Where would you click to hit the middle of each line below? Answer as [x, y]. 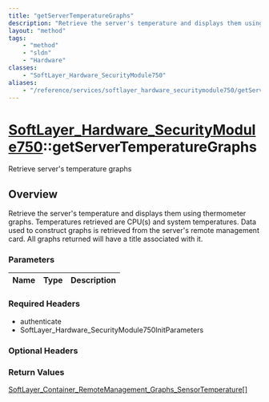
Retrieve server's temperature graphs [70, 169]
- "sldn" [37, 53]
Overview [33, 194]
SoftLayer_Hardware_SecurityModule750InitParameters [112, 330]
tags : [17, 38]
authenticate [40, 321]
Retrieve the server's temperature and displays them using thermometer [127, 214]
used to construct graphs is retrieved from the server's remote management [134, 231]
